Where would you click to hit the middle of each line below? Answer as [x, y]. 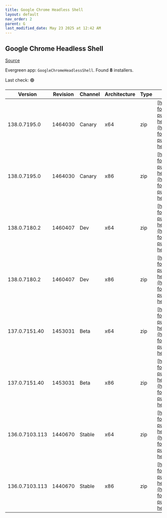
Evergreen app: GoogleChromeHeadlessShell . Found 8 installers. [69, 70]
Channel [90, 94]
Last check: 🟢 [20, 80]
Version [28, 94]
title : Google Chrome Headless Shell [44, 10]
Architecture [120, 94]
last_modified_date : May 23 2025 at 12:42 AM [53, 28]
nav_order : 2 [19, 19]
